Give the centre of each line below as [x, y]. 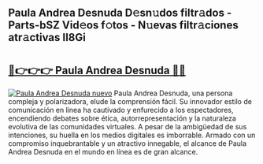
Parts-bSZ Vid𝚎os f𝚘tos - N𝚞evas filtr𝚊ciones [123, 26]
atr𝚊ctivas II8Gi [47, 37]
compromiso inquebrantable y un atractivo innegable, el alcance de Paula [127, 143]
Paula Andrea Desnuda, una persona [173, 93]
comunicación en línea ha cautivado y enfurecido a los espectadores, [121, 110]
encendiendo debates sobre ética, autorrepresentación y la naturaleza [122, 118]
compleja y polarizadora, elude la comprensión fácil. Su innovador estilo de [130, 101]
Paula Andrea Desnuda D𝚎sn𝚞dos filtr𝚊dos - [120, 13]
